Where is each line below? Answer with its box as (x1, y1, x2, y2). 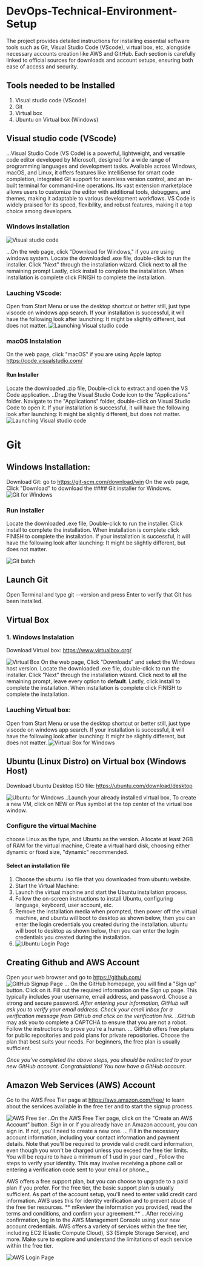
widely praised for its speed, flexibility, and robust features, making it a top (6, 201, 193, 208)
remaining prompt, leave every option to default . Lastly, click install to (6, 678, 181, 685)
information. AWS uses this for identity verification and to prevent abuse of (6, 1197, 193, 1204)
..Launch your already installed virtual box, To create (65, 793, 196, 801)
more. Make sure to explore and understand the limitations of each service (6, 1236, 193, 1243)
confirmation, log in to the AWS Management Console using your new (6, 1216, 181, 1223)
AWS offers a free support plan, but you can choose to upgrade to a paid (6, 1177, 188, 1185)
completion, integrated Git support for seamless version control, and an (6, 175, 185, 182)
